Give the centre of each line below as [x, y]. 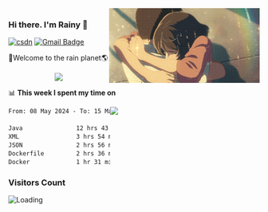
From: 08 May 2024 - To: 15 [55, 112]
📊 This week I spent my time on [62, 93]
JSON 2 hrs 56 [57, 145]
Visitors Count [37, 183]
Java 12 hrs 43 [59, 128]
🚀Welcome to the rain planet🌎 [58, 58]
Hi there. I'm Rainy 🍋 [48, 25]
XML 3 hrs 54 [57, 137]
